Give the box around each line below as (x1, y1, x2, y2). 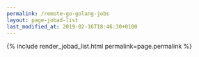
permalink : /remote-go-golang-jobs (6, 10, 110, 17)
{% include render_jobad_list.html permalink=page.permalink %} (6, 42, 193, 51)
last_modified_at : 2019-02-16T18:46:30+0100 (6, 23, 138, 30)
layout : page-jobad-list (6, 17, 79, 24)
